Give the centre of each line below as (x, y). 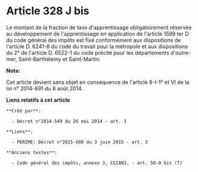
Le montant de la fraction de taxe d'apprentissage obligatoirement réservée (99, 27)
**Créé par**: (24, 111)
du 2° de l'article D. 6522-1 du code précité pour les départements (88, 52)
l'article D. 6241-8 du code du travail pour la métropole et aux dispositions (97, 46)
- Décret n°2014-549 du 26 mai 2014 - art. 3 (69, 121)
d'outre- (181, 52)
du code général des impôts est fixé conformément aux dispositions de (94, 40)
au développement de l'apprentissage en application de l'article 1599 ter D (98, 33)
